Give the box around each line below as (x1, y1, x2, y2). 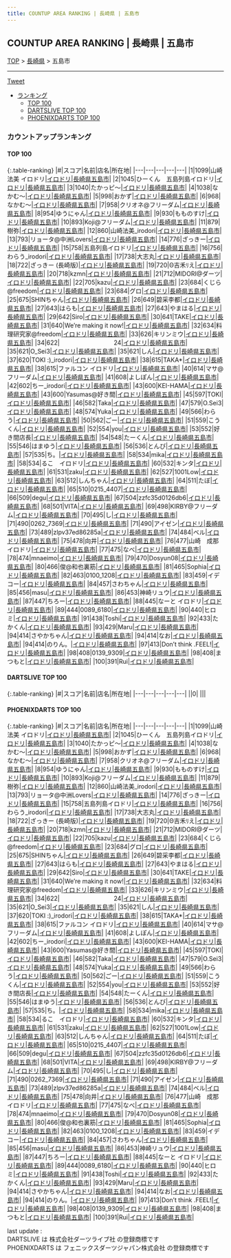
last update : (7, 1226, 43, 1235)
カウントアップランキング (7, 132, 91, 142)
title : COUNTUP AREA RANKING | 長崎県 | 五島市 (7, 10, 140, 17)
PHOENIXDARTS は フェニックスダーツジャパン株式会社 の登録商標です (7, 1244, 210, 1252)
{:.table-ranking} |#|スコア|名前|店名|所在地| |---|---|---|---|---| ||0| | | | (7, 689, 206, 698)
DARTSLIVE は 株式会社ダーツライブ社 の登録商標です (7, 1235, 159, 1243)
